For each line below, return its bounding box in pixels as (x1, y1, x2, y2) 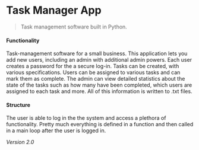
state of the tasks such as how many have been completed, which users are (6, 81, 192, 89)
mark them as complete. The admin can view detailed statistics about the (6, 75, 185, 82)
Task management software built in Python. (20, 23, 128, 30)
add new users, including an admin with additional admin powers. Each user (6, 56, 192, 63)
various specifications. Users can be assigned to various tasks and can (6, 69, 181, 76)
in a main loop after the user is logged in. (6, 127, 106, 134)
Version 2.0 (6, 139, 34, 146)
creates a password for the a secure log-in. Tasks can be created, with (6, 63, 179, 70)
